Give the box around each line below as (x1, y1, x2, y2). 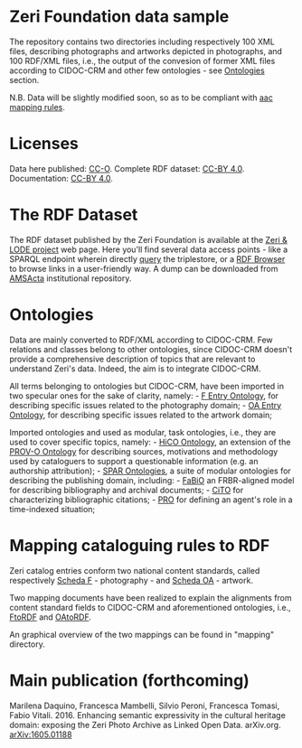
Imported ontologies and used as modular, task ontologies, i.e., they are (9, 426, 277, 437)
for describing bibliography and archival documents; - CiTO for (9, 484, 244, 495)
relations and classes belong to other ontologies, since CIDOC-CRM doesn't (9, 343, 293, 354)
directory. (9, 639, 45, 650)
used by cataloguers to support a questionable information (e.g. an (9, 455, 259, 466)
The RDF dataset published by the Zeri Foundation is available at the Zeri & (9, 234, 288, 245)
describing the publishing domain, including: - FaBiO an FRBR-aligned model (9, 474, 295, 485)
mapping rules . (9, 101, 65, 112)
